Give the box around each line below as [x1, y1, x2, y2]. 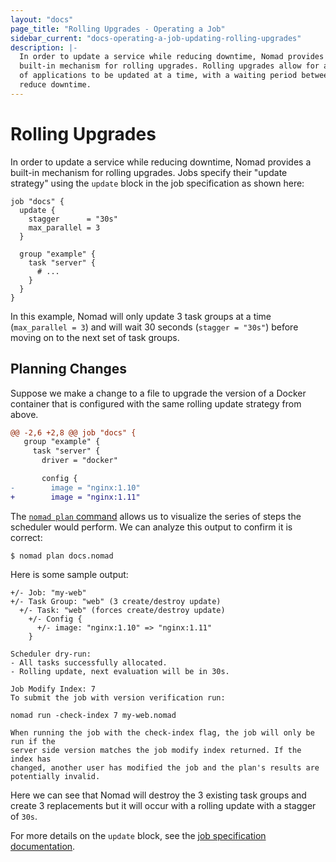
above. [10, 408, 39, 420]
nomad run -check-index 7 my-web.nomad [10, 710, 177, 720]
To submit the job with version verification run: [10, 692, 226, 703]
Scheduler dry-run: [10, 649, 92, 659]
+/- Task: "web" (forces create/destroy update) [19, 605, 226, 615]
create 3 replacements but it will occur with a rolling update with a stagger [10, 799, 317, 811]
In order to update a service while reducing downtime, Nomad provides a [10, 156, 312, 168]
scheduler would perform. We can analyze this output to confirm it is [10, 521, 293, 533]
